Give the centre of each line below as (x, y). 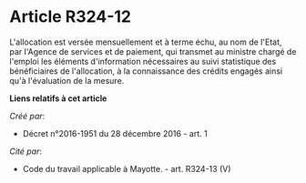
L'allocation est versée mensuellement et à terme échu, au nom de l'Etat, (146, 42)
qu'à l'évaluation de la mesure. (67, 80)
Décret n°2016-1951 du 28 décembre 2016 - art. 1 (115, 133)
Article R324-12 (71, 17)
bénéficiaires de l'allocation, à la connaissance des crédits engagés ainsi (146, 71)
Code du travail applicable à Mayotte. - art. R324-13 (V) (127, 168)
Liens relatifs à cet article (58, 98)
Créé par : (27, 116)
